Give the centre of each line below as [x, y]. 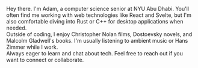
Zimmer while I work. [32, 47]
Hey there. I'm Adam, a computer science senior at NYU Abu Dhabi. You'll [98, 9]
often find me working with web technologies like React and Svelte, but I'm [99, 15]
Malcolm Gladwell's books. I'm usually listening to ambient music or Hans [97, 41]
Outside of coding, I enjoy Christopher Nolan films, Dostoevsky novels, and [99, 34]
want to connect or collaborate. [45, 60]
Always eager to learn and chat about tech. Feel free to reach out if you [95, 53]
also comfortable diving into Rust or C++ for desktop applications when [95, 21]
